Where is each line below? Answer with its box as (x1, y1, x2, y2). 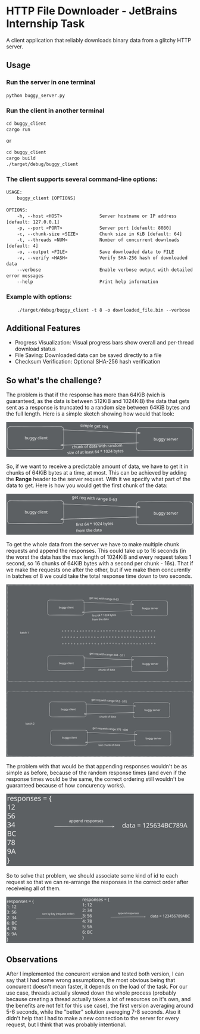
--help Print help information (17, 279, 159, 285)
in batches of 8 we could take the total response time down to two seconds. (6, 572, 192, 580)
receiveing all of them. (6, 885, 61, 892)
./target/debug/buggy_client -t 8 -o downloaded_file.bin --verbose (17, 307, 190, 313)
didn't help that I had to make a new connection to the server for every (6, 1015, 179, 1022)
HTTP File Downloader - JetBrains (6, 4, 177, 18)
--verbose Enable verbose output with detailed (17, 267, 193, 273)
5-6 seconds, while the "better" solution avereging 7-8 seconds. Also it (6, 1008, 181, 1015)
